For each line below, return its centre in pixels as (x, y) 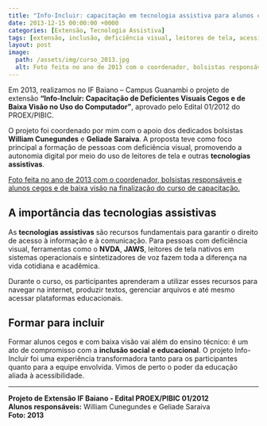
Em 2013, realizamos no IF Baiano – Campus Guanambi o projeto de (119, 90)
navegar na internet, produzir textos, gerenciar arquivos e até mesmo (122, 290)
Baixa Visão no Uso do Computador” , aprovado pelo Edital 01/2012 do (124, 106)
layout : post (30, 45)
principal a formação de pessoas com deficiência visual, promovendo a (125, 147)
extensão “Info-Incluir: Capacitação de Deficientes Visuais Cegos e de (127, 98)
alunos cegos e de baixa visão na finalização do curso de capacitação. (124, 188)
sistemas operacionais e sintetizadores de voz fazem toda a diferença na (128, 257)
